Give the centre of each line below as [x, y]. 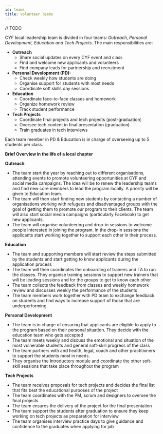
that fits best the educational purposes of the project [65, 390]
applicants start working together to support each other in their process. [84, 235]
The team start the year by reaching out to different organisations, [78, 173]
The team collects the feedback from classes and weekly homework [81, 285]
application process [32, 264]
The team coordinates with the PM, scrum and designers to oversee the [84, 395]
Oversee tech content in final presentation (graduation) [74, 124]
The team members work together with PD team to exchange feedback [83, 295]
